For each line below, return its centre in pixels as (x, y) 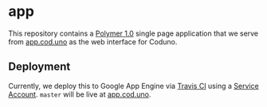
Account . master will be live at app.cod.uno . (80, 94)
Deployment (39, 67)
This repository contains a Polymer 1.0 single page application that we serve (133, 33)
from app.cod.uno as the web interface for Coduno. (93, 41)
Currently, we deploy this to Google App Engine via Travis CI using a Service (133, 86)
